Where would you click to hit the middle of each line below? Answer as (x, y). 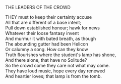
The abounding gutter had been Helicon (47, 44)
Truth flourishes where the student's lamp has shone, (61, 55)
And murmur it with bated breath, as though (51, 38)
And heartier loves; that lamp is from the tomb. (53, 76)
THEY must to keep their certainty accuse (49, 17)
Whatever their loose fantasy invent (42, 33)
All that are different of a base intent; (43, 23)
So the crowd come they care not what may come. (57, 66)
